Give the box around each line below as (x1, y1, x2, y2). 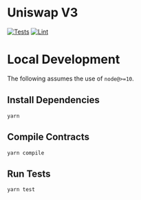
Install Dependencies (7, 94, 100, 106)
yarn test (7, 186, 36, 193)
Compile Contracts (7, 131, 89, 143)
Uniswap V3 (7, 5, 78, 21)
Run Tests (7, 168, 51, 179)
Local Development (7, 52, 120, 67)
